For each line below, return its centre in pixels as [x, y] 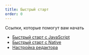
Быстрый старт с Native [37, 42]
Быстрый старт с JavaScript [41, 37]
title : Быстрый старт [27, 9]
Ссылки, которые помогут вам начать [44, 27]
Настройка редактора [35, 47]
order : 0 [14, 14]
